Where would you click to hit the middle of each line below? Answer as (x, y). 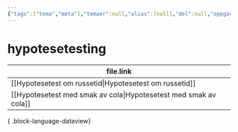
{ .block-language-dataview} (49, 121)
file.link (119, 71)
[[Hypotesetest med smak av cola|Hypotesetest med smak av (113, 95)
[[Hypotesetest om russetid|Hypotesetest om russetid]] (103, 83)
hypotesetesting (57, 48)
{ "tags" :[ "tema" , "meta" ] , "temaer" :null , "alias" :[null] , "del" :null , (109, 14)
